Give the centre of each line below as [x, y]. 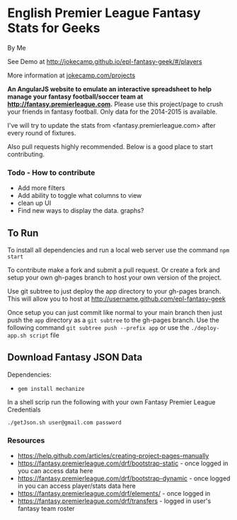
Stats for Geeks [54, 28]
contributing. [26, 154]
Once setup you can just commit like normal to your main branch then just [115, 313]
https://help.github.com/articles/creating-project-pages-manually [113, 456]
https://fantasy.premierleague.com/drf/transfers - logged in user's [114, 501]
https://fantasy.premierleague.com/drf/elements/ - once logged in [114, 494]
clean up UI [34, 203]
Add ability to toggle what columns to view [80, 196]
